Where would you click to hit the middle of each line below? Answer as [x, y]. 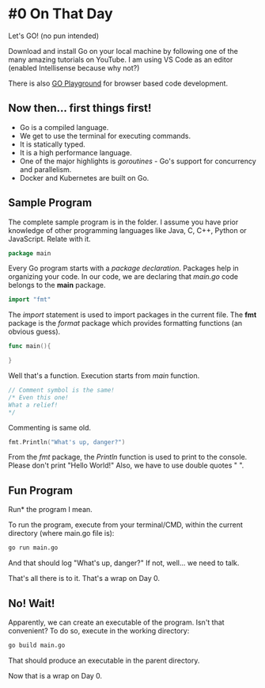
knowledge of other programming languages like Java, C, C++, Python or [127, 230]
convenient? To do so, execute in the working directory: [99, 630]
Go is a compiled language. [64, 127]
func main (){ [30, 346]
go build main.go [37, 645]
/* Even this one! [38, 397]
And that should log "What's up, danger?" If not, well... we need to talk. [124, 563]
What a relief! [33, 405]
